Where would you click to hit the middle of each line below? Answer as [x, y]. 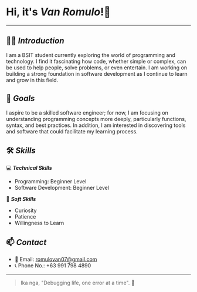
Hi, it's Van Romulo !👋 [58, 12]
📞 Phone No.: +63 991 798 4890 [53, 266]
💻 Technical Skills [29, 168]
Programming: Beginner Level [50, 182]
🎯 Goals [21, 98]
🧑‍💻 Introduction [35, 41]
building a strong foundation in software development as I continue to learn [97, 73]
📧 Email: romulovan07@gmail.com [56, 259]
